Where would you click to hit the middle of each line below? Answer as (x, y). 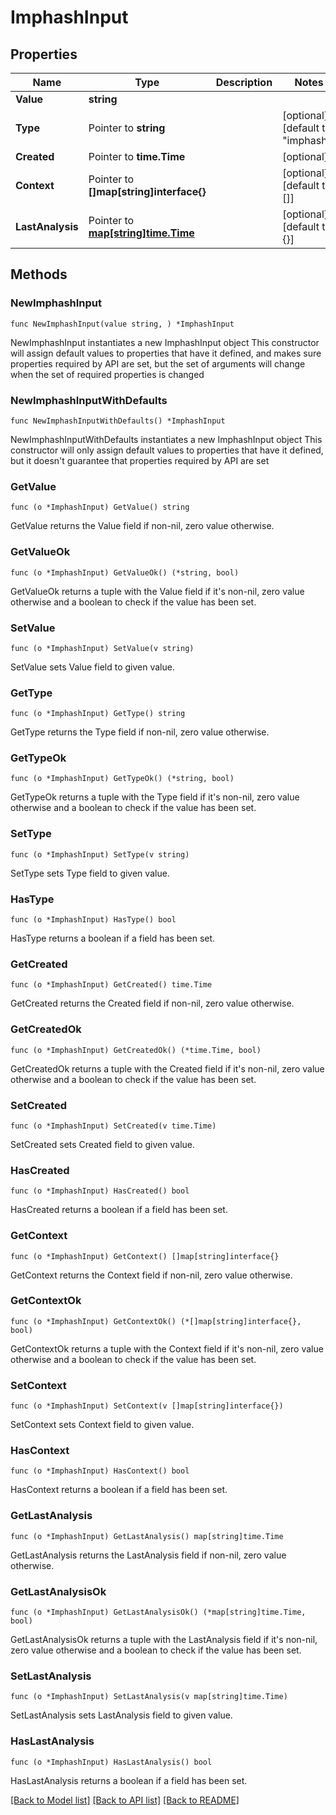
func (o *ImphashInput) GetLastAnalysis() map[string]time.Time (147, 1536)
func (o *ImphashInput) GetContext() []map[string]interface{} (145, 1256)
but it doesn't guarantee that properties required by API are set (140, 460)
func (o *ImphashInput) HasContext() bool (100, 1471)
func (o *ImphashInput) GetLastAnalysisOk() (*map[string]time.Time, (158, 1612)
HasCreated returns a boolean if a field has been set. (119, 1210)
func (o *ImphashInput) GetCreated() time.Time (111, 985)
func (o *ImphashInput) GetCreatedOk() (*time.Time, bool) (136, 1050)
